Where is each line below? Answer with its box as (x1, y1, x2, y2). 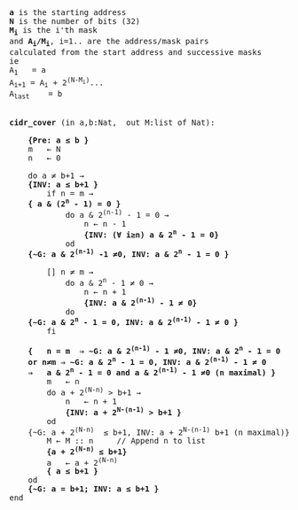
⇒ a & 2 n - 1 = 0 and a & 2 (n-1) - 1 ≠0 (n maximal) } (27, 366, 277, 378)
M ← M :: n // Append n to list (46, 436, 207, 446)
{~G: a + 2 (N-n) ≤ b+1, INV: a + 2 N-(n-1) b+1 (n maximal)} (27, 425, 290, 437)
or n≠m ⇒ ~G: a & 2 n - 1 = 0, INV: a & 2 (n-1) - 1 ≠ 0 (27, 354, 267, 367)
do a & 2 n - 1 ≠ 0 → (65, 276, 153, 288)
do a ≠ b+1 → (27, 170, 84, 181)
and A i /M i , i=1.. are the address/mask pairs (9, 35, 209, 48)
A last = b (9, 89, 63, 101)
